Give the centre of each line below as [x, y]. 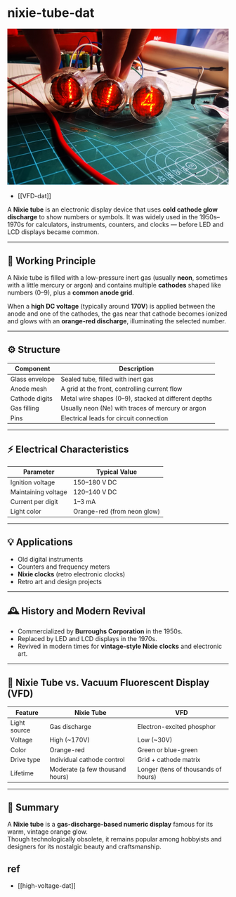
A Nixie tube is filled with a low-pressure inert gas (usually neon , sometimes [118, 277]
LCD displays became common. [53, 232]
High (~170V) [70, 740]
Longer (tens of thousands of [179, 769]
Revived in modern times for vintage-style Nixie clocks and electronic [120, 646]
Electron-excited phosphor [177, 726]
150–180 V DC [95, 482]
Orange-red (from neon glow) [117, 512]
